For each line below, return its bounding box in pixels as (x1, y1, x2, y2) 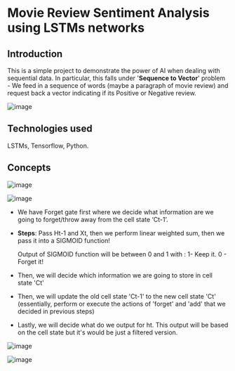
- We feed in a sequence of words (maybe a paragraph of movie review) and (7, 82, 229, 89)
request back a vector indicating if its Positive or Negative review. (7, 89, 196, 97)
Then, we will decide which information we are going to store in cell (17, 271, 213, 279)
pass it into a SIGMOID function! (17, 236, 110, 245)
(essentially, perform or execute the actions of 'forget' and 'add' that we (17, 299, 226, 308)
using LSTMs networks (7, 20, 145, 36)
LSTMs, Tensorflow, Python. (7, 141, 89, 150)
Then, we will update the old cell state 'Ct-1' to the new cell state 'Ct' (17, 292, 216, 300)
